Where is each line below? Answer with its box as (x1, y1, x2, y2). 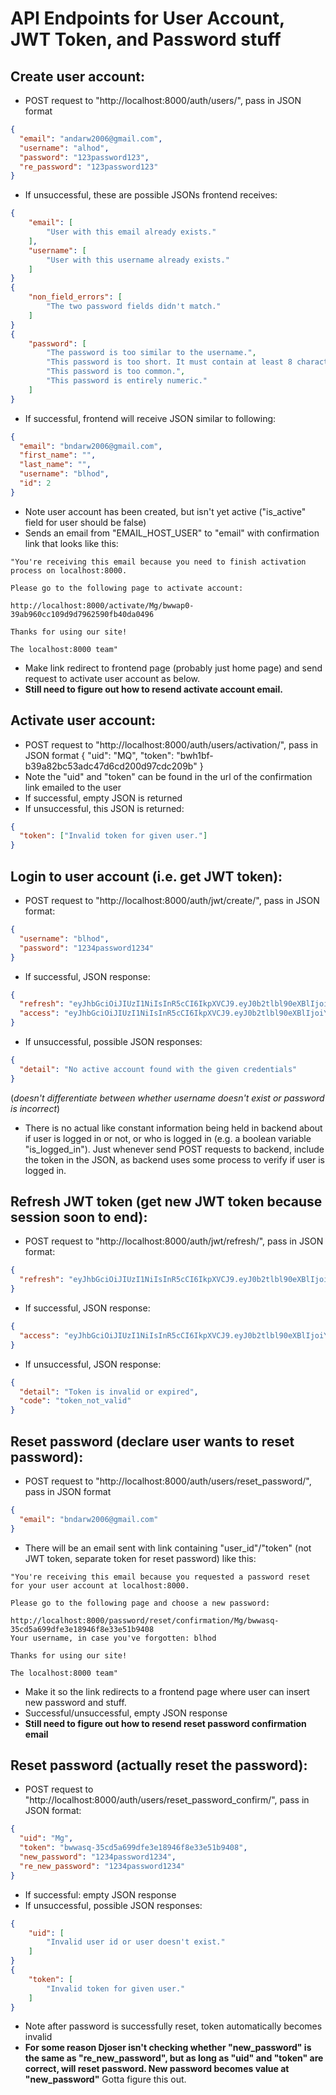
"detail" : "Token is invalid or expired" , (19, 1387, 199, 1397)
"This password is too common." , (46, 367, 186, 377)
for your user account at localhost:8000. (10, 1580, 190, 1591)
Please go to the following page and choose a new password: (10, 1598, 271, 1608)
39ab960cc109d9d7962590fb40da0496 (10, 609, 155, 619)
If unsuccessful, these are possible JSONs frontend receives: (24, 189, 278, 201)
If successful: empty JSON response (24, 1888, 177, 1901)
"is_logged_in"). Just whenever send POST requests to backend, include (24, 1143, 325, 1155)
